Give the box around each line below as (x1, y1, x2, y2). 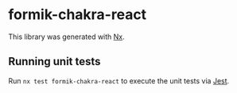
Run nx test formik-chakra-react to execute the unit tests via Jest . (8, 76, 230, 85)
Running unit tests (8, 55, 101, 68)
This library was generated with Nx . (8, 32, 125, 41)
